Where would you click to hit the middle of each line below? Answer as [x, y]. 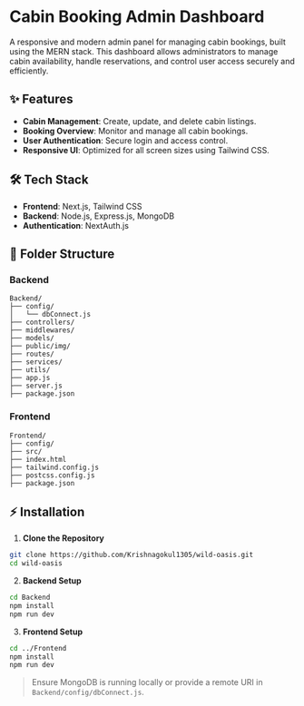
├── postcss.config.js [52, 475]
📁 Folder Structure [62, 254]
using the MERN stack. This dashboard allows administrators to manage [144, 51]
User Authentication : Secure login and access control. [125, 140]
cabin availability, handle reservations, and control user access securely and [152, 61]
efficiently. [29, 71]
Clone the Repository [63, 538]
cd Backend [30, 598]
